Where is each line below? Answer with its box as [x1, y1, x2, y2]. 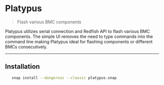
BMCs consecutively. [5, 44, 48, 50]
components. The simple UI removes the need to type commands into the [5, 34, 153, 39]
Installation [5, 63, 40, 71]
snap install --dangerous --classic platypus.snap [11, 75, 117, 80]
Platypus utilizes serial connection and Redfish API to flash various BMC [5, 28, 150, 34]
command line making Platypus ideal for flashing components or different [5, 38, 153, 44]
